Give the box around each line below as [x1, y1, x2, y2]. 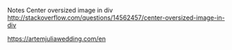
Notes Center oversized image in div [7, 6, 114, 14]
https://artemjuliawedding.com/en [7, 35, 106, 43]
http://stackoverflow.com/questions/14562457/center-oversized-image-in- [7, 13, 226, 22]
